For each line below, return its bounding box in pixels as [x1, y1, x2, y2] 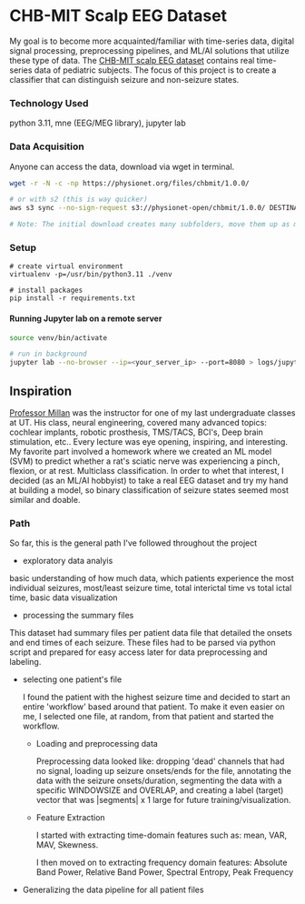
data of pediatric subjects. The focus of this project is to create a [34, 65, 277, 75]
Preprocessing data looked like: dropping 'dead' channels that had [35, 756, 285, 767]
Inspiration [9, 383, 73, 398]
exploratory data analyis [22, 556, 113, 567]
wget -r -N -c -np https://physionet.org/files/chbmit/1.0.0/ [9, 178, 250, 187]
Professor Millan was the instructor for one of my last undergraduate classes [9, 407, 296, 418]
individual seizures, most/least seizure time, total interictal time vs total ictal [9, 583, 292, 594]
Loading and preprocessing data [35, 738, 159, 749]
